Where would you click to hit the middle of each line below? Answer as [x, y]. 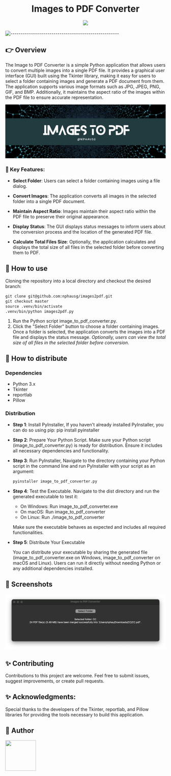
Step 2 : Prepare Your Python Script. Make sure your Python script [82, 440]
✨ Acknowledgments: [41, 697]
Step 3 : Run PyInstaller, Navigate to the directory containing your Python [89, 461]
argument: [23, 471]
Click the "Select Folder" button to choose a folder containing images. [86, 326]
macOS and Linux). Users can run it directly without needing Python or [87, 563]
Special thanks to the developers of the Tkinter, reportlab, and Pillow [77, 709]
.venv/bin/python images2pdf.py [39, 311]
